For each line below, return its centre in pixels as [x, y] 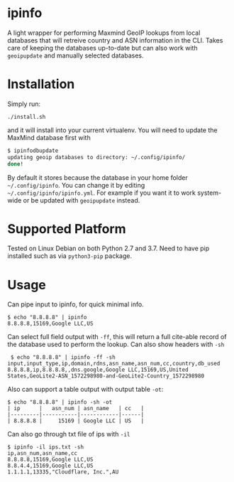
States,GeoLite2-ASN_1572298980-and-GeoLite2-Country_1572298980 [106, 376]
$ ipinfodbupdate [33, 151]
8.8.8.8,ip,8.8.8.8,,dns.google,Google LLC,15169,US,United [98, 370]
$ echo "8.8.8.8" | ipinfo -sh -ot [60, 402]
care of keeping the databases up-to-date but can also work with [102, 48]
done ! [15, 164]
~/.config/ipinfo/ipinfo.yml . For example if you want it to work [102, 193]
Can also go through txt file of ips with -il [69, 434]
